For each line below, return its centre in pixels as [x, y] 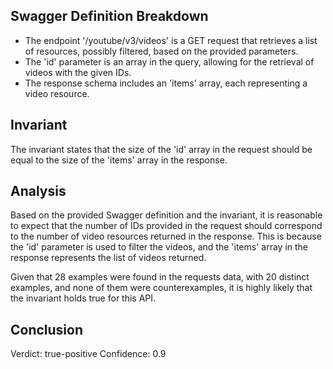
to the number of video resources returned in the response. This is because [166, 236]
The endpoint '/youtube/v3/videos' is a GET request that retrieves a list [171, 40]
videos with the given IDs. [78, 72]
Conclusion [47, 329]
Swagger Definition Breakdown [109, 16]
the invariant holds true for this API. [83, 298]
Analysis [38, 191]
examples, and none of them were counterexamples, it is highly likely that [161, 288]
